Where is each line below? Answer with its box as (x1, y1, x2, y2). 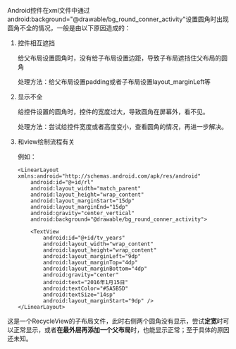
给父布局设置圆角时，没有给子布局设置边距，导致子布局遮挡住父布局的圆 (17, 54, 228, 62)
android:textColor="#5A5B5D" (43, 285, 129, 292)
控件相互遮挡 (17, 39, 55, 47)
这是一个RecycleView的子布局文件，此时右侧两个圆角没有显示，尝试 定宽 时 (7, 317, 223, 325)
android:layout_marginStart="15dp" (30, 197, 135, 204)
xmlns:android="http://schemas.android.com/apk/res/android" (17, 173, 201, 180)
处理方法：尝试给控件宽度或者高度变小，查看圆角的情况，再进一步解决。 (17, 123, 228, 130)
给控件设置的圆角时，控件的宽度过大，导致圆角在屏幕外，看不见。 (17, 108, 209, 116)
